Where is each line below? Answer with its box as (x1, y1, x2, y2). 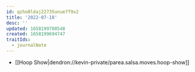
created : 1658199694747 (6, 31, 66, 37)
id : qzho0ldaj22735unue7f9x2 (6, 8, 79, 15)
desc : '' (6, 20, 28, 26)
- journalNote (11, 43, 47, 49)
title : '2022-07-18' (6, 14, 58, 20)
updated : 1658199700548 (6, 25, 66, 32)
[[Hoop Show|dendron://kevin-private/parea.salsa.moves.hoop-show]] (14, 58, 190, 66)
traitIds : (6, 37, 31, 43)
